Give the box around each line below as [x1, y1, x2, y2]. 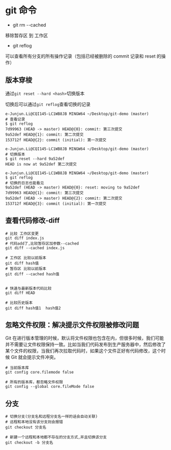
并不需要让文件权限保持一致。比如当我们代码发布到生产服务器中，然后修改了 [5, 341, 166, 348]
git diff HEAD [5, 290, 36, 296]
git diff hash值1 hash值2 [5, 305, 61, 311]
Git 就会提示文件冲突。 [11, 354, 59, 360]
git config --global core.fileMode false [5, 384, 95, 389]
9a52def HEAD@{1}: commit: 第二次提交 [5, 132, 84, 137]
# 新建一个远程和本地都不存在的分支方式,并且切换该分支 [5, 435, 107, 440]
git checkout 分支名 [5, 425, 47, 430]
